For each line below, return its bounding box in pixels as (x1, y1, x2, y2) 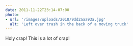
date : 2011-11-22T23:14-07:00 (5, 7, 70, 13)
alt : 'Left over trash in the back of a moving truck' (10, 21, 129, 27)
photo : (5, 12, 19, 17)
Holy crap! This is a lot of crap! (5, 35, 70, 41)
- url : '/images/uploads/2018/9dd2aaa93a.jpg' (5, 17, 106, 22)
